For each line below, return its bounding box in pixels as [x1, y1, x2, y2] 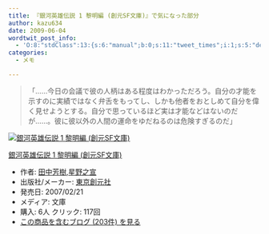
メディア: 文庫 [19, 196, 66, 206]
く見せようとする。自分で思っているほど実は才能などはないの [27, 105, 231, 116]
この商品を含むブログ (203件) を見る [19, 216, 141, 226]
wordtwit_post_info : [8, 34, 78, 42]
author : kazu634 [8, 19, 62, 27]
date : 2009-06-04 [8, 26, 66, 34]
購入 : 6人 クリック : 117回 [19, 207, 101, 216]
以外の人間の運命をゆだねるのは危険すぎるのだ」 [74, 116, 237, 125]
